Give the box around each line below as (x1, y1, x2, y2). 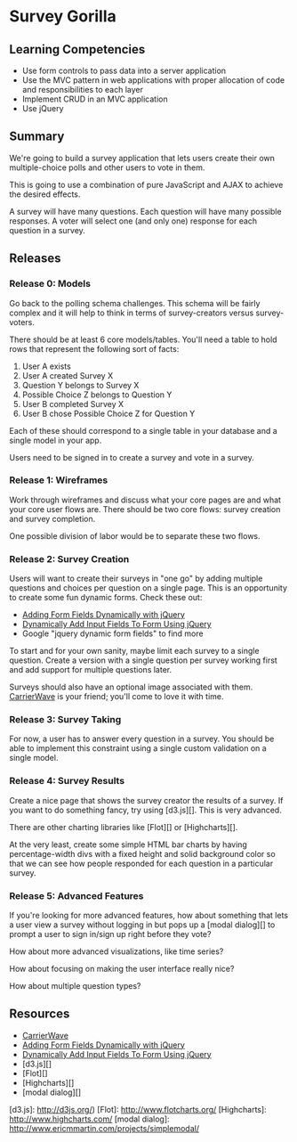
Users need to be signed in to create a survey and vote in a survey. (9, 452, 255, 462)
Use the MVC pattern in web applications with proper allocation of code (21, 75, 285, 86)
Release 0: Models (9, 278, 92, 290)
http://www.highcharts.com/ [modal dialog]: (9, 1113, 171, 1124)
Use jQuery (21, 103, 64, 113)
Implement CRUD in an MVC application (21, 94, 168, 104)
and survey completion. (9, 513, 96, 524)
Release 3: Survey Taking (9, 714, 122, 726)
